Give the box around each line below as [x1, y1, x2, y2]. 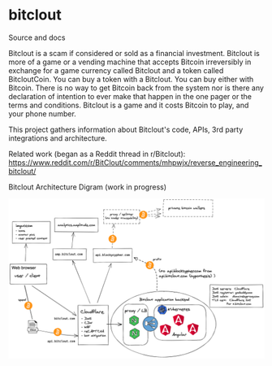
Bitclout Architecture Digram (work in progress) [8, 181, 167, 192]
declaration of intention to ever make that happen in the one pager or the [8, 91, 252, 101]
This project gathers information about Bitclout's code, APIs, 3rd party [8, 124, 244, 134]
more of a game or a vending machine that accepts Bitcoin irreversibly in [8, 57, 252, 67]
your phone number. [8, 108, 77, 119]
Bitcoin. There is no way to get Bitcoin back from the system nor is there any [8, 83, 264, 93]
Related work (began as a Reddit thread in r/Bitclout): [8, 149, 186, 159]
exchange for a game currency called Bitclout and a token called [8, 65, 224, 75]
